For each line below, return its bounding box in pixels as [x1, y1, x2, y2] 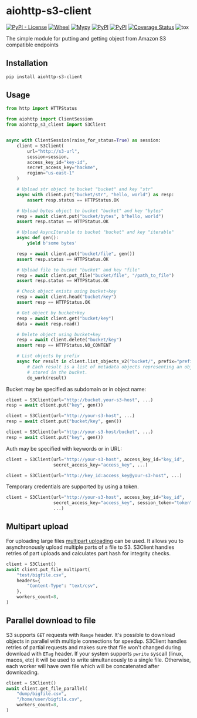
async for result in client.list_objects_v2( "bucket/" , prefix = [16, 358, 177, 365]
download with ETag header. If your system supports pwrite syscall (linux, [6, 650, 184, 657]
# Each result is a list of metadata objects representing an [27, 364, 182, 370]
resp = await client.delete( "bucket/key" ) [16, 337, 122, 343]
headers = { [16, 578, 41, 583]
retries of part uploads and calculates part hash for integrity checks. [6, 549, 171, 556]
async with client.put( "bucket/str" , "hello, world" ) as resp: [16, 192, 175, 197]
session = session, [27, 154, 69, 160]
